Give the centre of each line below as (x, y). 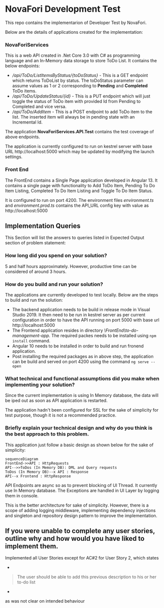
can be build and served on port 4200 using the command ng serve (81, 362)
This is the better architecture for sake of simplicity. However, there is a (77, 505)
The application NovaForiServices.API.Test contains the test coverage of (80, 132)
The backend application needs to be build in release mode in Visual (81, 309)
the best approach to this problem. (47, 434)
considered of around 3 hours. (36, 271)
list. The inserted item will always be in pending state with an (73, 117)
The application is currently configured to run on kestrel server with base (79, 146)
